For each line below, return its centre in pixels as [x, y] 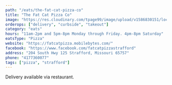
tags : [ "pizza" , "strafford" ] [38, 62]
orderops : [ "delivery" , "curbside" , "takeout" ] [57, 24]
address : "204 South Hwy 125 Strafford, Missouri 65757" [67, 53]
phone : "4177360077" [27, 58]
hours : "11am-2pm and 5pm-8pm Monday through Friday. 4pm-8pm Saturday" [84, 34]
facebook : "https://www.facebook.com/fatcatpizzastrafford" [71, 48]
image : [12, 19]
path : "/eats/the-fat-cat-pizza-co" [44, 10]
